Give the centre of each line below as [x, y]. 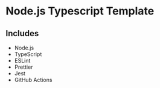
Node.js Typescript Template [80, 11]
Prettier [24, 67]
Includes [22, 33]
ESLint [22, 61]
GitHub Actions [33, 80]
